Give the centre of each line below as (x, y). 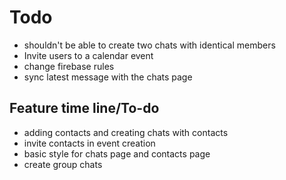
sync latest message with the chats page (108, 77)
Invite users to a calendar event (88, 55)
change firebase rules (69, 66)
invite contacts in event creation (89, 143)
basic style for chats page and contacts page (117, 153)
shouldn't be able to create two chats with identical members (149, 45)
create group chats (63, 164)
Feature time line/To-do (84, 108)
